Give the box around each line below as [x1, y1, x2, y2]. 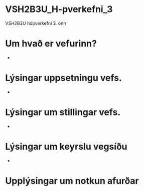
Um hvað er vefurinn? [5, 38, 97, 49]
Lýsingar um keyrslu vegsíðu [5, 141, 127, 152]
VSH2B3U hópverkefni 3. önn [5, 20, 66, 26]
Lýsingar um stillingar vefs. [5, 107, 121, 118]
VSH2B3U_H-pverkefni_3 [5, 4, 113, 15]
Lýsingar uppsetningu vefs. [5, 72, 122, 84]
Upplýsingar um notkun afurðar [5, 175, 139, 186]
